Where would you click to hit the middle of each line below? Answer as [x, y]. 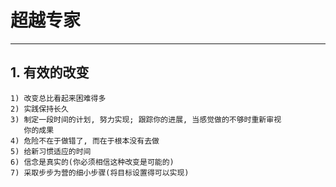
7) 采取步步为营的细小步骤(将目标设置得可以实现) [100, 172]
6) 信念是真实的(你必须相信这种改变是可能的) [92, 162]
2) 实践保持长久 [39, 109]
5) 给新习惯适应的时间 [51, 151]
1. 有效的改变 [50, 72]
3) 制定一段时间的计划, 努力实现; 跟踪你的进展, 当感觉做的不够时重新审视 [146, 119]
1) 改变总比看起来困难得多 [58, 98]
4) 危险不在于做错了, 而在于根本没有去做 [85, 141]
